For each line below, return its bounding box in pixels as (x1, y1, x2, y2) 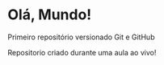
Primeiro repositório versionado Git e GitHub (7, 32, 155, 42)
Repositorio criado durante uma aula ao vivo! (7, 47, 157, 57)
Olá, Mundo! (7, 6, 92, 24)
